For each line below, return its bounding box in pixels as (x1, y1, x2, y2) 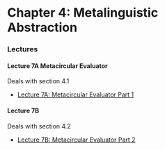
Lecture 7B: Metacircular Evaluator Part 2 (17, 135, 136, 144)
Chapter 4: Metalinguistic (7, 5, 159, 21)
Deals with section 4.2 (7, 122, 71, 130)
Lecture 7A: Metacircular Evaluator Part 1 (17, 90, 134, 99)
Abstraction (7, 19, 78, 35)
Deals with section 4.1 (7, 77, 70, 85)
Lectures (7, 44, 38, 54)
